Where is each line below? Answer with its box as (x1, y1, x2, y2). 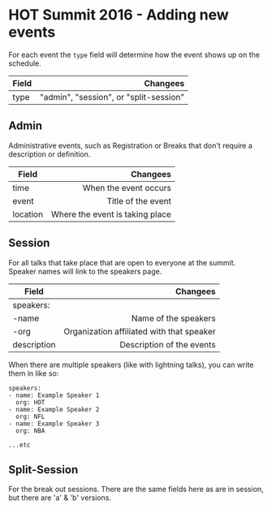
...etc (8, 441, 31, 449)
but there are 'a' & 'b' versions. (8, 493, 112, 503)
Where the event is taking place (50, 209, 172, 220)
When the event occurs (82, 182, 172, 193)
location (12, 209, 43, 220)
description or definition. (8, 149, 91, 159)
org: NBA (15, 426, 45, 435)
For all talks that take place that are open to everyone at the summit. (8, 257, 236, 267)
